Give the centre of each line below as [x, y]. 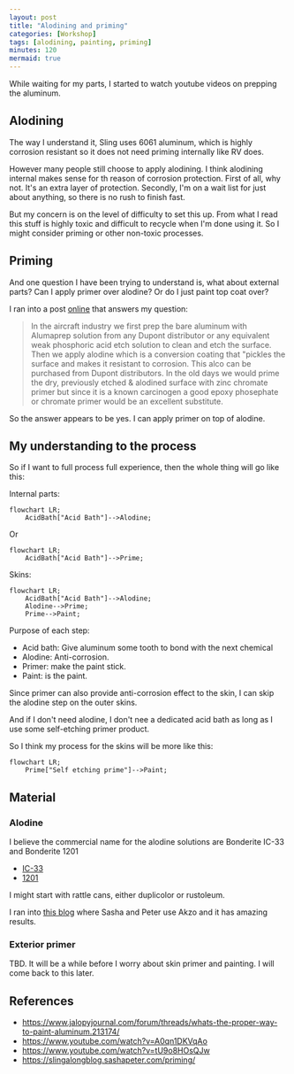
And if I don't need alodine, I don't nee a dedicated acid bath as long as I [141, 720]
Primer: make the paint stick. [74, 667]
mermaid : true [35, 58]
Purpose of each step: [49, 630]
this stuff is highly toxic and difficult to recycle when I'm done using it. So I [144, 223]
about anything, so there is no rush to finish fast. [97, 197]
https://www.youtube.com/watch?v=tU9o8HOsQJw [116, 1051]
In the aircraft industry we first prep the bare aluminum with [139, 326]
